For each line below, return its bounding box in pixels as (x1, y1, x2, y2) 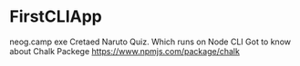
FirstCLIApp (9, 6, 102, 27)
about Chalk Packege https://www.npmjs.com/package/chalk (9, 45, 240, 56)
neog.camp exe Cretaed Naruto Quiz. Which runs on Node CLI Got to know (9, 36, 292, 47)
